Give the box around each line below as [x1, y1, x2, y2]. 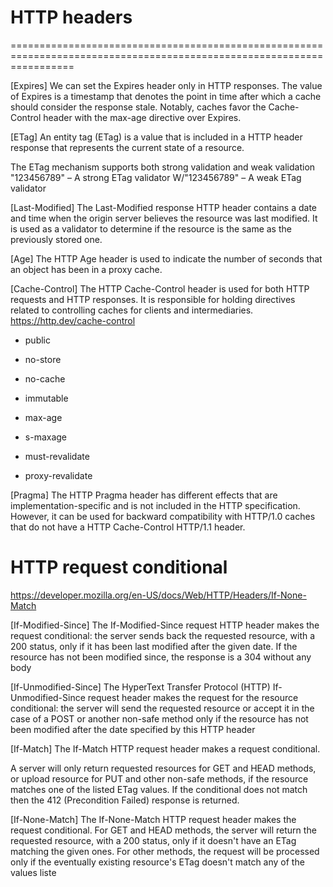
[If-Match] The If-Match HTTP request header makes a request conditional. [10, 742, 321, 755]
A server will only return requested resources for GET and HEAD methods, [10, 762, 317, 774]
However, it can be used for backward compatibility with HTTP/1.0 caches [10, 510, 316, 522]
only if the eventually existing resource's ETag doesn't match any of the [10, 856, 305, 868]
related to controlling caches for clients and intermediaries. [10, 304, 254, 316]
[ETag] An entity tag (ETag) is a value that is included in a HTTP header [10, 131, 303, 143]
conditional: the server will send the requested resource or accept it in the [10, 702, 315, 714]
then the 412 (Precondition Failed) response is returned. [10, 794, 240, 806]
